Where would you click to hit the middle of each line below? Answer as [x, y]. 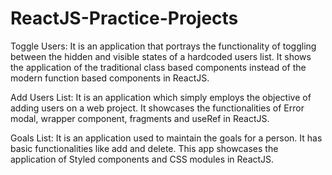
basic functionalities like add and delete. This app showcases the [144, 148]
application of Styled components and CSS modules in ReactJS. [142, 159]
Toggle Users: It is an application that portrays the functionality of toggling [163, 46]
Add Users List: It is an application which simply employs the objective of [161, 97]
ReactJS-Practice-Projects [124, 18]
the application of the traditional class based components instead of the [158, 67]
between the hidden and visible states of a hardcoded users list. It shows [161, 56]
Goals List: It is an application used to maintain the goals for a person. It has [166, 138]
